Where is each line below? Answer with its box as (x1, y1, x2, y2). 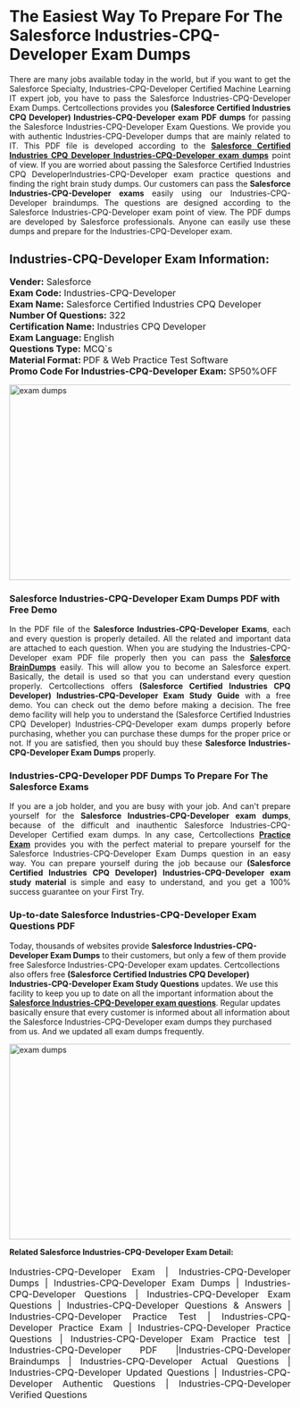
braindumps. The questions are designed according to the (52, 197, 291, 207)
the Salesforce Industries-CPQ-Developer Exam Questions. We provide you (9, 121, 291, 131)
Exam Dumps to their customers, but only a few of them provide (50, 949, 287, 960)
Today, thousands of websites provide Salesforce (9, 940, 193, 951)
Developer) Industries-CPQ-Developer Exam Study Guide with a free (9, 690, 291, 701)
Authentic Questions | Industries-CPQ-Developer (62, 1377, 291, 1389)
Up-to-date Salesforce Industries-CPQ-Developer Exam (9, 909, 257, 922)
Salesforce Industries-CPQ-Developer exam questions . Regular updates (9, 997, 281, 1008)
